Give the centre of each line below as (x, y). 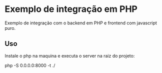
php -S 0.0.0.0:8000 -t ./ (30, 65)
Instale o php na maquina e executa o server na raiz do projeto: (70, 56)
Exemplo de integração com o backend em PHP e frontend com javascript (81, 23)
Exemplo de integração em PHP (71, 9)
